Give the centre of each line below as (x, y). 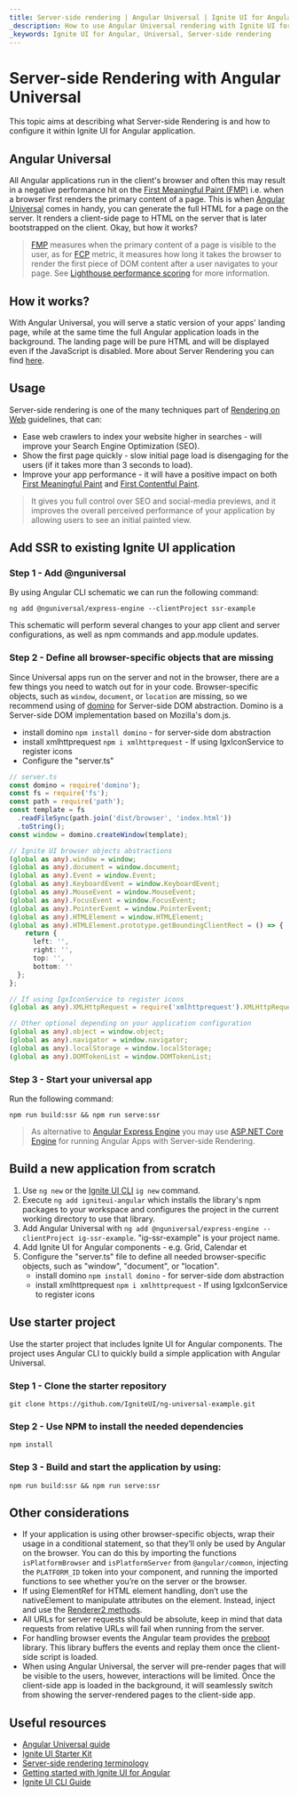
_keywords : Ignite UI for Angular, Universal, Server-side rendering (141, 34)
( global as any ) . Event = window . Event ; (83, 876)
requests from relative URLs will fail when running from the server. (143, 1629)
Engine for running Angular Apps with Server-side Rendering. (143, 1141)
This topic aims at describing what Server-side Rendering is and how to (140, 122)
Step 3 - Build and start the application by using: (115, 1467)
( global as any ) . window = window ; (73, 859)
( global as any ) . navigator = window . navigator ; (99, 1040)
